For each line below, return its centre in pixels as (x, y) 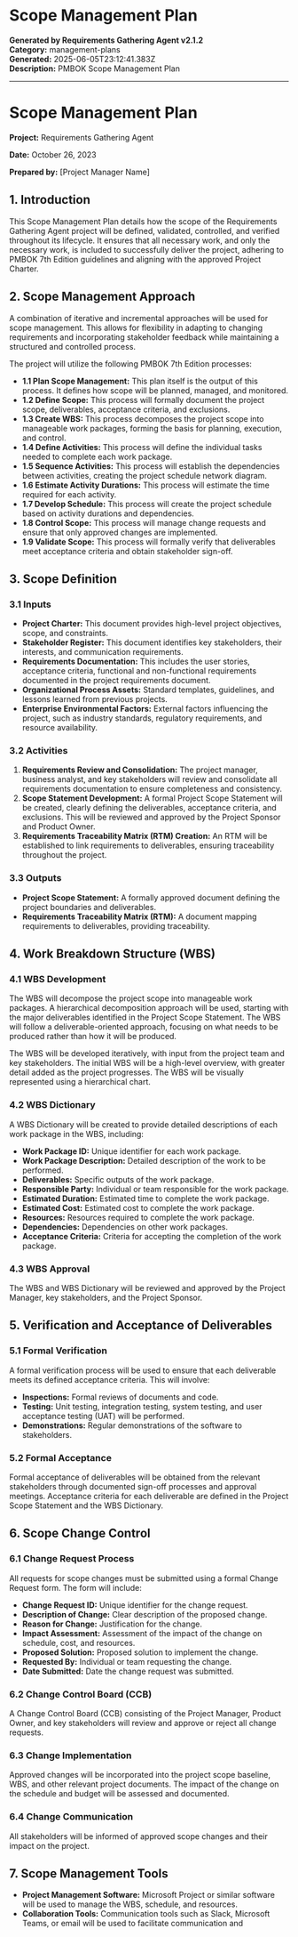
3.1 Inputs (30, 604)
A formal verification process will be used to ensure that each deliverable (143, 1370)
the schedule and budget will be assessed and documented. (119, 1794)
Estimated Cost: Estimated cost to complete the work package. (138, 1207)
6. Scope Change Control (80, 1533)
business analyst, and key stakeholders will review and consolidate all (149, 779)
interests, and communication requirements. (102, 652)
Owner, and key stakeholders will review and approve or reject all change (143, 1723)
